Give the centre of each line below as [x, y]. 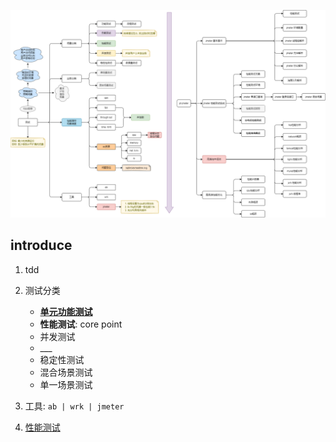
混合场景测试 [66, 372]
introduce [41, 245]
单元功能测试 [66, 311]
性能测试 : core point [81, 324]
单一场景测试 [66, 384]
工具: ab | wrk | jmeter [74, 406]
